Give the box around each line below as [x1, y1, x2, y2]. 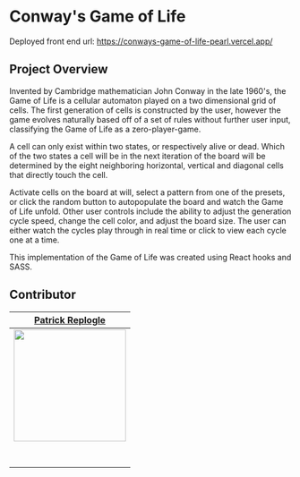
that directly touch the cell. [9, 169, 108, 180]
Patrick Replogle [34, 313, 106, 326]
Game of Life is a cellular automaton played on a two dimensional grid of [9, 95, 277, 106]
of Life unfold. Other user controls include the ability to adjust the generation [9, 206, 292, 217]
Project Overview [9, 62, 108, 77]
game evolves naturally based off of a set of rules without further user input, [9, 114, 291, 124]
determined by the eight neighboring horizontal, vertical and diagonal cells [9, 159, 284, 171]
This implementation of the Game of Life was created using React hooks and [9, 251, 292, 262]
